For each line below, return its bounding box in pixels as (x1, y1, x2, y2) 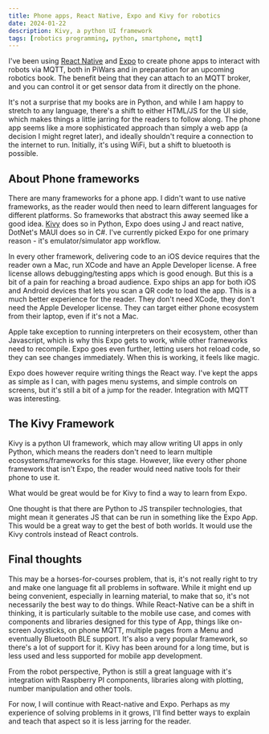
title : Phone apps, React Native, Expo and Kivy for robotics (8, 11, 221, 20)
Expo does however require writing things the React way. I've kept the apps (8, 368, 259, 378)
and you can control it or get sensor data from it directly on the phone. (8, 82, 241, 92)
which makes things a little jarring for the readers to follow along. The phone (8, 114, 261, 125)
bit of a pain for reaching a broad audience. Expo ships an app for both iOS (8, 277, 257, 287)
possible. (8, 149, 39, 158)
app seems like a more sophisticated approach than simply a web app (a (8, 123, 248, 133)
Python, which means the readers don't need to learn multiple (8, 447, 213, 457)
